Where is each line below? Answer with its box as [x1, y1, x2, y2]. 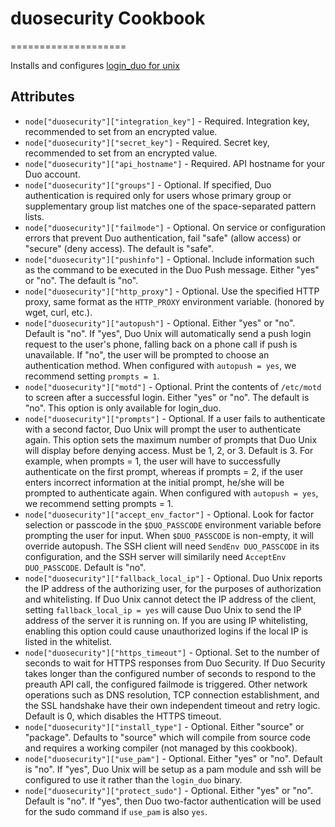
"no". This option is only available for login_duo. [24, 402, 222, 414]
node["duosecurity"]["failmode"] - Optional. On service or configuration [24, 221, 326, 233]
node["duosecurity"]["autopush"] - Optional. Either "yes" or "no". [24, 317, 296, 329]
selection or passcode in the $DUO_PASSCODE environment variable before [24, 518, 322, 531]
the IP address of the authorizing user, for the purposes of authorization [24, 582, 322, 594]
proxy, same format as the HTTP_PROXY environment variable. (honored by [24, 295, 325, 307]
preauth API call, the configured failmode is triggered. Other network [24, 678, 308, 690]
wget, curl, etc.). [24, 306, 93, 318]
